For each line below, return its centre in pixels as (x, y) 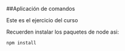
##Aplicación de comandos (41, 9)
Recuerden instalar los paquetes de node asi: (63, 32)
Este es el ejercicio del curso (42, 20)
